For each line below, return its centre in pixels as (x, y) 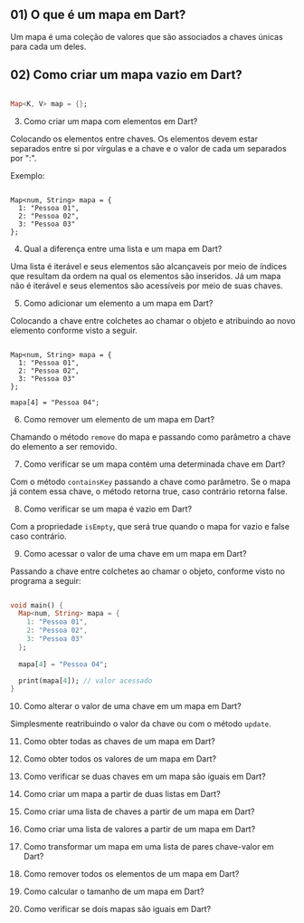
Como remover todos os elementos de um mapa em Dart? (131, 874)
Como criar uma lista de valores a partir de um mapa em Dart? (139, 830)
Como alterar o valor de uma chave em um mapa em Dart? (133, 706)
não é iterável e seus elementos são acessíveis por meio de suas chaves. (147, 286)
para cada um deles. (48, 46)
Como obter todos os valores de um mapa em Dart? (119, 759)
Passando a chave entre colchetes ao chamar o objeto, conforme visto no (148, 571)
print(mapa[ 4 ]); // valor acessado (85, 680)
